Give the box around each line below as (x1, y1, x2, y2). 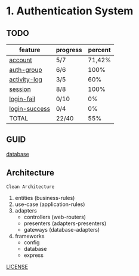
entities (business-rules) (14, 194, 75, 201)
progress (55, 46, 82, 54)
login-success (9, 105, 51, 113)
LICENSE (6, 263, 29, 270)
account (9, 56, 33, 64)
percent (88, 46, 112, 54)
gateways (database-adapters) (23, 226, 100, 233)
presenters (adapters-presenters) (23, 220, 107, 227)
